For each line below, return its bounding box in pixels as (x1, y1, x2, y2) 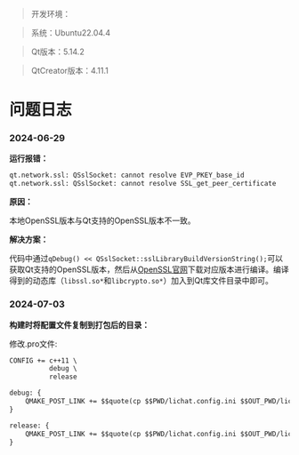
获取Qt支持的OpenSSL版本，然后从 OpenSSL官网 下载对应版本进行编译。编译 (9, 264, 289, 275)
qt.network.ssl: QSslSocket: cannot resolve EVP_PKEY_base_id (9, 171, 245, 180)
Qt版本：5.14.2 (30, 46, 85, 57)
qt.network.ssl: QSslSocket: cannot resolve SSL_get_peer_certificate (9, 180, 277, 188)
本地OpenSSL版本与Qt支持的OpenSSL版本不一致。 (9, 215, 196, 226)
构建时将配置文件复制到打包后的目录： (9, 319, 149, 330)
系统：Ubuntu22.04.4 (30, 28, 111, 38)
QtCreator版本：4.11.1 (30, 66, 109, 76)
